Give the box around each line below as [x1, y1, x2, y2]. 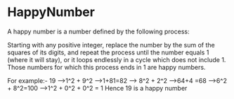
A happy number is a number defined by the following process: [7, 27, 190, 36]
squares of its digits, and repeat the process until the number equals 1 [7, 48, 209, 56]
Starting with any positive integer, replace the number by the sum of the [7, 40, 216, 49]
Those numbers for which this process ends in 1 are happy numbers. [7, 63, 206, 71]
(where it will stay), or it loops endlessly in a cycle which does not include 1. [7, 55, 226, 63]
